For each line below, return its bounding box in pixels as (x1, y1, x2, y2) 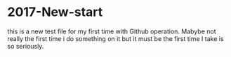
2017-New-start (7, 4, 103, 20)
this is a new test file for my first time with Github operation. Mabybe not (7, 27, 216, 35)
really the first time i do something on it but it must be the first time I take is (7, 34, 224, 42)
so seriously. (7, 42, 44, 50)
